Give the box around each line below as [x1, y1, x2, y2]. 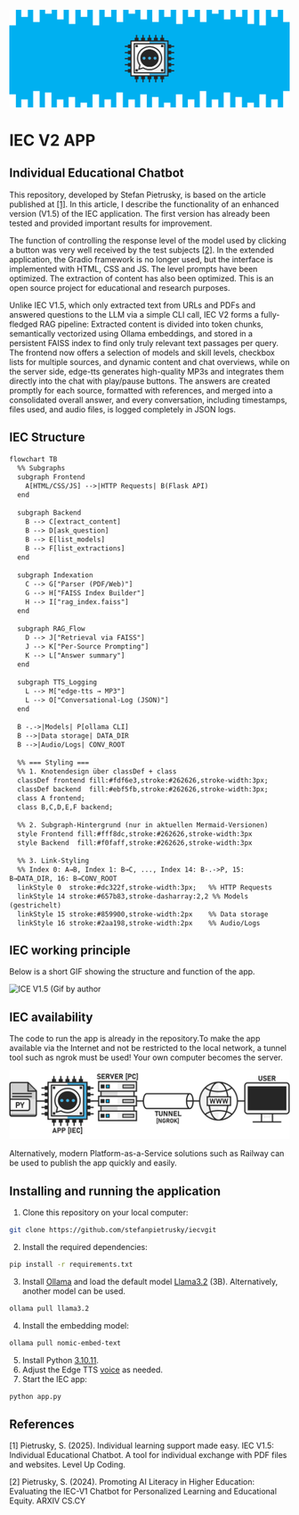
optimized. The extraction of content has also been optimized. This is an [9, 273, 274, 284]
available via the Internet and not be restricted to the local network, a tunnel [9, 1043, 287, 1054]
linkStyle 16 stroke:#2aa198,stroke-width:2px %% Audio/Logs [17, 918, 261, 928]
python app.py [9, 1392, 62, 1401]
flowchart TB [9, 454, 58, 464]
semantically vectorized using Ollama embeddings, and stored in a [9, 327, 254, 339]
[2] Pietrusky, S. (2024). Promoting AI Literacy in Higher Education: [9, 1477, 255, 1487]
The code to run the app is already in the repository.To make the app [9, 1033, 261, 1044]
